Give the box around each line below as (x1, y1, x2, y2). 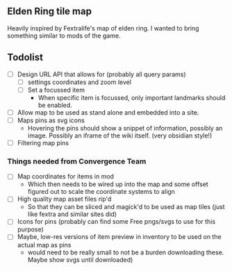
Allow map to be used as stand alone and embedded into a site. (17, 108, 199, 117)
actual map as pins (17, 240, 72, 249)
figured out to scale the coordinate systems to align (27, 188, 176, 196)
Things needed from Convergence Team (7, 156, 147, 166)
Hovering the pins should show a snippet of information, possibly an (27, 124, 223, 132)
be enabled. (38, 101, 73, 109)
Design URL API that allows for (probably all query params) (17, 69, 186, 79)
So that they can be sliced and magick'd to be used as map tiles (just (27, 203, 225, 211)
